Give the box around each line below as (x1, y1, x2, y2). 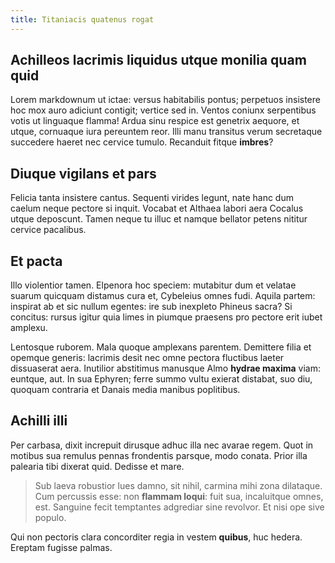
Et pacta (10, 252, 63, 270)
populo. (34, 511, 67, 523)
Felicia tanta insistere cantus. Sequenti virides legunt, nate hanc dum (10, 192, 294, 204)
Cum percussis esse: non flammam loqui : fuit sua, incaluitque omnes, (34, 490, 324, 502)
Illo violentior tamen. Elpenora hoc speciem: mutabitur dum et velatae (10, 279, 297, 291)
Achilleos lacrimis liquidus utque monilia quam (10, 52, 307, 69)
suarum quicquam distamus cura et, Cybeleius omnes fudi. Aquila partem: (10, 290, 316, 302)
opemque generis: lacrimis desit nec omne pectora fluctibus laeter (10, 352, 285, 364)
